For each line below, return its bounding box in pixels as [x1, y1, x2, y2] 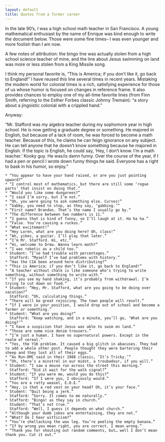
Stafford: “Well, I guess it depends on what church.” [9, 406, 125, 411]
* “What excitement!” [5, 225, 50, 230]
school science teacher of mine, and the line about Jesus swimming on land [5, 56, 160, 62]
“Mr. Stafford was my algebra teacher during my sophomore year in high [5, 121, 152, 127]
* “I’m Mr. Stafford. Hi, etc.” [5, 238, 71, 242]
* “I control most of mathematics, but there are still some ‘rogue [5, 181, 149, 187]
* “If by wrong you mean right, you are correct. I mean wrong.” [5, 423, 142, 429]
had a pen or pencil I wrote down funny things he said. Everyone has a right [5, 158, 159, 164]
